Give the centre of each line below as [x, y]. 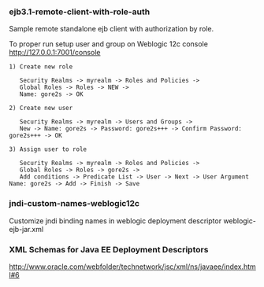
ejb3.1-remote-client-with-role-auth [80, 12]
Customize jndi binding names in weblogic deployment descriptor [115, 221]
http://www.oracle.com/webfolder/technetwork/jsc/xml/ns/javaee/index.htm [133, 267]
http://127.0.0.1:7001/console [55, 53]
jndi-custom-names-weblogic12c [74, 204]
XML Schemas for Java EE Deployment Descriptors [109, 249]
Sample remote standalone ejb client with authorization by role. [112, 29]
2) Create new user [41, 109]
